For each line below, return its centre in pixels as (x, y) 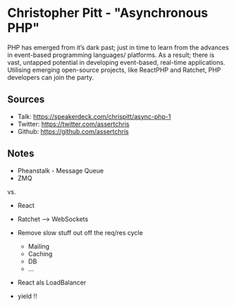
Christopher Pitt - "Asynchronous (108, 13)
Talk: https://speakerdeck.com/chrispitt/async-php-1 (94, 116)
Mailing (39, 246)
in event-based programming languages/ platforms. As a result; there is (111, 55)
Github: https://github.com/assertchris (73, 131)
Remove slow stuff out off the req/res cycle (80, 232)
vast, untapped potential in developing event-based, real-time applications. (116, 62)
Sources (26, 100)
